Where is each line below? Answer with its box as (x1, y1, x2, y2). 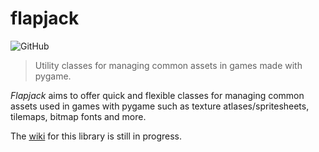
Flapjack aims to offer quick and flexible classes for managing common (10, 89, 305, 101)
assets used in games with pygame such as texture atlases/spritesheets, (10, 100, 310, 112)
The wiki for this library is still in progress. (10, 130, 183, 142)
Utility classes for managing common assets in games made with (34, 59, 303, 71)
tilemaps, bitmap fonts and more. (10, 110, 147, 122)
